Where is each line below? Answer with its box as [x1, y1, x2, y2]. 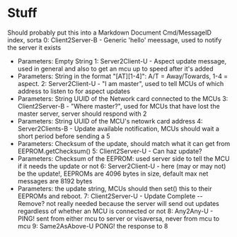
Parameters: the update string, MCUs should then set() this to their [17, 184, 212, 193]
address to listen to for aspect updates [17, 87, 131, 95]
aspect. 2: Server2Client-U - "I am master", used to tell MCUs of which [17, 79, 224, 87]
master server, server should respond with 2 [17, 109, 147, 118]
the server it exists [7, 43, 62, 51]
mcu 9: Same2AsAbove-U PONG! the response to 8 [17, 221, 168, 230]
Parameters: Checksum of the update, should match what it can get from [17, 139, 231, 147]
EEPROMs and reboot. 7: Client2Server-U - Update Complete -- [17, 192, 203, 200]
